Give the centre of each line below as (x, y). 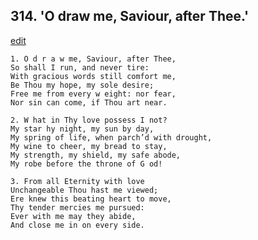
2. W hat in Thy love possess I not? (89, 120)
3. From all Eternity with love (77, 181)
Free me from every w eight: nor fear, (93, 94)
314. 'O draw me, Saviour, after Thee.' (130, 16)
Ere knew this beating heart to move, (91, 199)
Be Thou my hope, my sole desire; (82, 85)
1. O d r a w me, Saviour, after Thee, (93, 59)
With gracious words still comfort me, (93, 76)
